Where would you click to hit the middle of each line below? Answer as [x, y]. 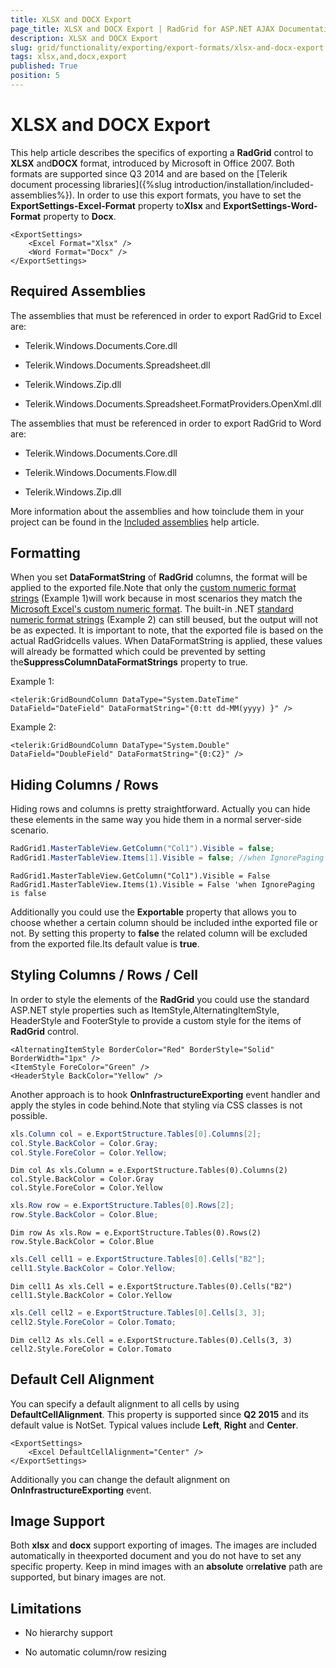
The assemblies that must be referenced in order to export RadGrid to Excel [166, 315]
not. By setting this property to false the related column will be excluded [159, 933]
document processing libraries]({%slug [91, 184]
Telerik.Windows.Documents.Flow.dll [100, 472]
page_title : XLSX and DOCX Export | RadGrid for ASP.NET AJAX [142, 29]
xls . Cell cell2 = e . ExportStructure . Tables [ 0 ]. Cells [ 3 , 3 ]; [138, 1312]
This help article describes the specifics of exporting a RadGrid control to [162, 152]
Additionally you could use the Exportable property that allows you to [153, 912]
